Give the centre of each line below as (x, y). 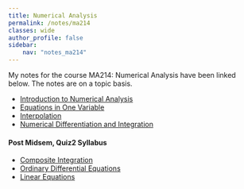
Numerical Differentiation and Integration (86, 124)
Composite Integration (56, 160)
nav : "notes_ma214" (55, 52)
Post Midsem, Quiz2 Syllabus (58, 142)
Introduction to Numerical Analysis (76, 99)
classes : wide (32, 30)
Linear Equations (47, 177)
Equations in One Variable (62, 107)
